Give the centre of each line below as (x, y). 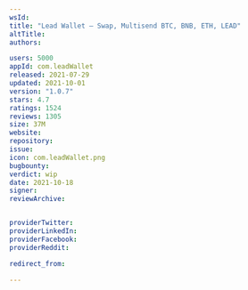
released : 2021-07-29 (50, 75)
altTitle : (28, 34)
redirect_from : (37, 263)
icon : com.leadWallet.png (57, 157)
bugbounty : (29, 165)
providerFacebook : (43, 239)
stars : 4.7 (29, 100)
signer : (24, 191)
